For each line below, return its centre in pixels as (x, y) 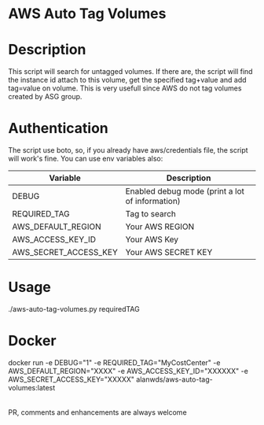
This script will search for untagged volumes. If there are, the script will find (130, 72)
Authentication (58, 129)
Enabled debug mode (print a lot (185, 191)
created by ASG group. (45, 97)
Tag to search (151, 214)
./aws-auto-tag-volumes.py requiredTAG (74, 309)
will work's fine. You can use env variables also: (86, 159)
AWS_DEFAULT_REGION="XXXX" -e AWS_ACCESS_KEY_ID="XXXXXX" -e (128, 371)
